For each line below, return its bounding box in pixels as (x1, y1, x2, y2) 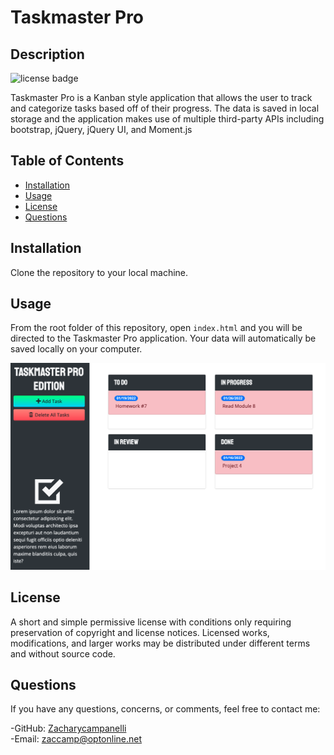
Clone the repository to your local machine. (10, 266, 189, 278)
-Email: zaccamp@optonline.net (10, 733, 143, 745)
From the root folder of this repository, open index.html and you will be (10, 322, 303, 334)
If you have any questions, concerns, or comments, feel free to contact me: (10, 703, 321, 715)
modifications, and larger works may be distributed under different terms (10, 637, 311, 649)
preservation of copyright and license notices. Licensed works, (10, 626, 270, 638)
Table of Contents (10, 152, 125, 170)
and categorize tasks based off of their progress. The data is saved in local (10, 102, 320, 114)
